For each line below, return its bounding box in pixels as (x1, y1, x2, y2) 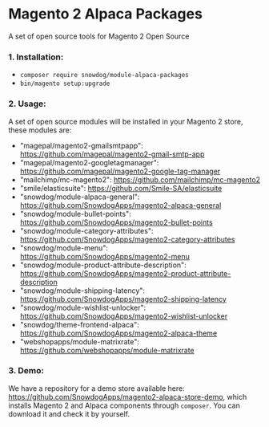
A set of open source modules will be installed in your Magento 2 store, (8, 116, 243, 126)
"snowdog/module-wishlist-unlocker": (19, 303, 147, 312)
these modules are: (8, 125, 72, 135)
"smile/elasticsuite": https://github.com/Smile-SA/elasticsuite (19, 183, 223, 193)
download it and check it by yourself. (8, 409, 130, 418)
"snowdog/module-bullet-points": (19, 209, 131, 218)
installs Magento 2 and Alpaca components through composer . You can (8, 401, 240, 410)
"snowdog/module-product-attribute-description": (19, 260, 187, 270)
